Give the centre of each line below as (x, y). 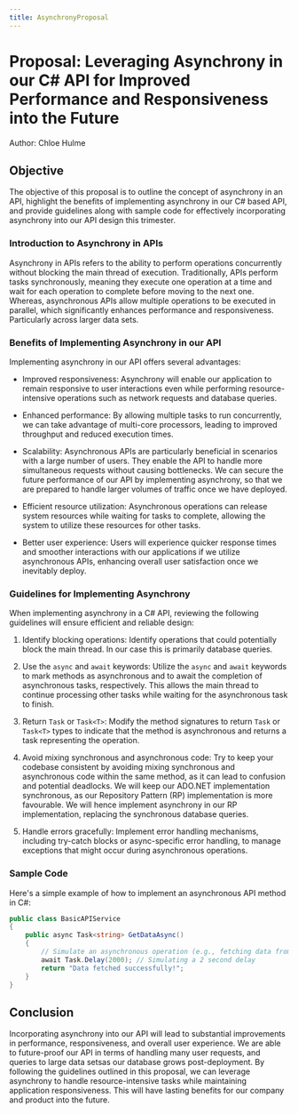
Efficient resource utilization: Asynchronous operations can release (145, 506)
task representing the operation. (81, 741)
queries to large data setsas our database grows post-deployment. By (137, 1062)
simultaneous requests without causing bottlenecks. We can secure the (153, 470)
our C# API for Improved (100, 80)
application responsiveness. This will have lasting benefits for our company (147, 1091)
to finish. (38, 704)
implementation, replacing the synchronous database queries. (135, 814)
